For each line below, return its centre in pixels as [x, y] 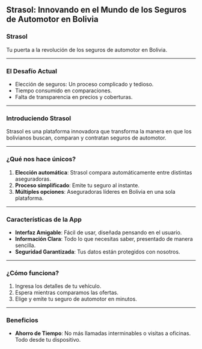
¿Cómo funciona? [32, 273]
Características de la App [44, 219]
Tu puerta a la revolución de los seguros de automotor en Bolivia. [87, 50]
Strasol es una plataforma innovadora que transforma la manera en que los [99, 132]
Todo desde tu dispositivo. [48, 340]
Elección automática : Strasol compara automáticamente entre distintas [103, 172]
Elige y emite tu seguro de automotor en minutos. [76, 299]
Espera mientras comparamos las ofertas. [67, 293]
